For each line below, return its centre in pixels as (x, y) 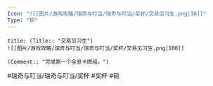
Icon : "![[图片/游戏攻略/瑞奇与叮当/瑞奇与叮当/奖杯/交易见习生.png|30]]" (107, 14)
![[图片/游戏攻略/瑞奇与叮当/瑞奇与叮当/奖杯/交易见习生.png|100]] (96, 48)
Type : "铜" (23, 20)
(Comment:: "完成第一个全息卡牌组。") (58, 62)
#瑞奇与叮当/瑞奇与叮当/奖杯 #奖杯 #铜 (63, 76)
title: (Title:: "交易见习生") (50, 41)
